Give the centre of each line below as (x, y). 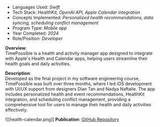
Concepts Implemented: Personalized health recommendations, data (83, 17)
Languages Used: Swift (36, 7)
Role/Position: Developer (37, 38)
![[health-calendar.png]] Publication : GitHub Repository (62, 119)
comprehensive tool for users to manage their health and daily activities (78, 105)
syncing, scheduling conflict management (55, 23)
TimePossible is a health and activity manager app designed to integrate (79, 53)
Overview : (16, 48)
